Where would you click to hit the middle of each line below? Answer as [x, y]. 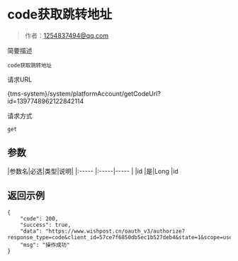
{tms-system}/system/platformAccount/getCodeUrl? [84, 94]
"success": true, [46, 225]
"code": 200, [39, 218]
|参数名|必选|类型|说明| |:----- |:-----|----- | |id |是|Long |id [93, 171]
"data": [31, 231]
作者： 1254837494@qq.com [66, 35]
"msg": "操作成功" [45, 245]
